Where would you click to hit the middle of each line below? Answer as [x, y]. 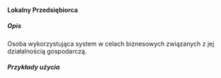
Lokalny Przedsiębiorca [43, 10]
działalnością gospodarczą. [47, 51]
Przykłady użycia [34, 67]
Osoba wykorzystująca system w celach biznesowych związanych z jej [111, 44]
